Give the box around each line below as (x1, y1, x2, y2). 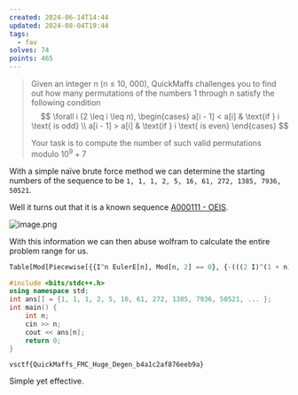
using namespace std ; (9, 287, 90, 296)
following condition (30, 97, 101, 107)
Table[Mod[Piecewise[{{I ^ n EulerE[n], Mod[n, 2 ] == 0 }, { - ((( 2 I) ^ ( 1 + (9, 262, 279, 271)
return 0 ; (25, 336, 62, 345)
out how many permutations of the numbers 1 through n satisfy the (30, 88, 275, 98)
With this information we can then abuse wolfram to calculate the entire (9, 236, 271, 246)
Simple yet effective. (9, 376, 84, 386)
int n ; (25, 312, 50, 321)
